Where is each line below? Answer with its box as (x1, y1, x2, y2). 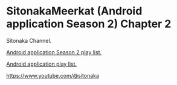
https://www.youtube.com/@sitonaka (6, 72, 100, 79)
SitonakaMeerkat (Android (6, 4, 143, 18)
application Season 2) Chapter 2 (6, 17, 172, 31)
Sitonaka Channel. (6, 37, 52, 44)
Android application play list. (6, 60, 77, 68)
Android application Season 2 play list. (6, 48, 102, 55)
